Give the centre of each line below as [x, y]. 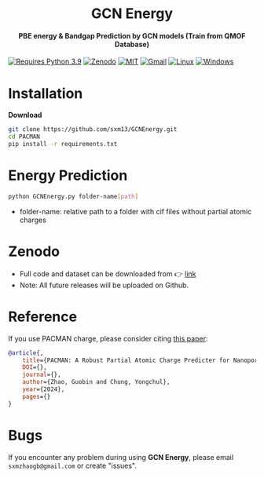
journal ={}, [42, 375]
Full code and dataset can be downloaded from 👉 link [108, 274]
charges [33, 220]
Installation [46, 93]
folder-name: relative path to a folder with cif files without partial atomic [136, 211]
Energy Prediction [68, 175]
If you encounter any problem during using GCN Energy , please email [121, 457]
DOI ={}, [35, 367]
